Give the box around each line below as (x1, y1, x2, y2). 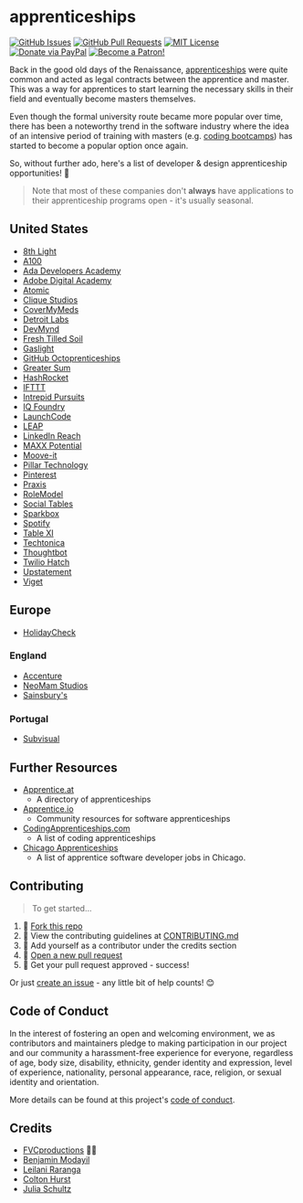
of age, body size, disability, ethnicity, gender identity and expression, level (9, 1057, 293, 1068)
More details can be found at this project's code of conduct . (9, 1094, 235, 1105)
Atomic (22, 284, 50, 295)
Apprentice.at (22, 783, 75, 794)
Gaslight (22, 343, 55, 354)
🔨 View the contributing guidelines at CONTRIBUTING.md (22, 930, 239, 941)
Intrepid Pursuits (22, 391, 85, 402)
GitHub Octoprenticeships (22, 352, 121, 363)
